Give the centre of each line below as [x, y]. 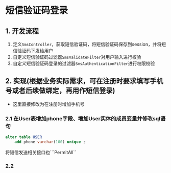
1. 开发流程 [22, 31]
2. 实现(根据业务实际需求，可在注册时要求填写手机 [84, 81]
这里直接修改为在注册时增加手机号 [48, 104]
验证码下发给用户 [35, 51]
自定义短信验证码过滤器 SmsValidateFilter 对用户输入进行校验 [77, 57]
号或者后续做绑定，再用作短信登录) [60, 91]
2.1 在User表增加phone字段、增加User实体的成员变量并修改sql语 [86, 118]
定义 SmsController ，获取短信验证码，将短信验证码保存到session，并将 [87, 44]
